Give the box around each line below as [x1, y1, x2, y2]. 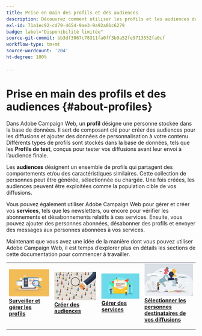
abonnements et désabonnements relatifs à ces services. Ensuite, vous [6, 213, 183, 221]
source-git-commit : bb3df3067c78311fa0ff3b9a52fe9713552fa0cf [6, 35, 165, 41]
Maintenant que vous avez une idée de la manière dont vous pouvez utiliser [6, 237, 194, 245]
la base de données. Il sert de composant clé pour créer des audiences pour [6, 126, 196, 133]
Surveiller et [8, 297, 40, 304]
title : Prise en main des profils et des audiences [6, 10, 138, 16]
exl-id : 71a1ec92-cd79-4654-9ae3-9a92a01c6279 [6, 22, 125, 28]
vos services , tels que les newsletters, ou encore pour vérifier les [6, 207, 170, 214]
